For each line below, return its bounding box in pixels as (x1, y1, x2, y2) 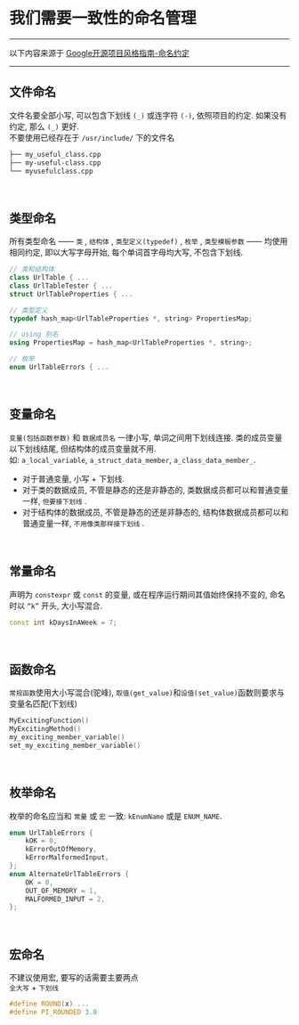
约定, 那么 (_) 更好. (9, 121, 80, 132)
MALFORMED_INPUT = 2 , (25, 894, 105, 904)
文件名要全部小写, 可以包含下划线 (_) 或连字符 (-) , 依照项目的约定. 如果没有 (9, 110, 287, 120)
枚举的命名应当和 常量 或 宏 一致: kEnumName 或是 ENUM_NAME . (9, 810, 222, 821)
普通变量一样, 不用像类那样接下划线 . (21, 517, 145, 528)
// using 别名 (9, 330, 60, 339)
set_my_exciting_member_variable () (9, 741, 141, 750)
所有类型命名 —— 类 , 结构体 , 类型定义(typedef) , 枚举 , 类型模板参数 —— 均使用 (9, 236, 288, 247)
